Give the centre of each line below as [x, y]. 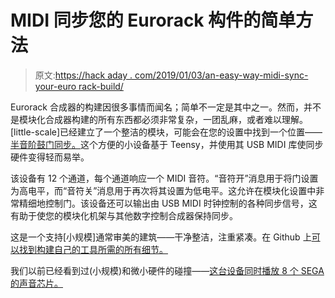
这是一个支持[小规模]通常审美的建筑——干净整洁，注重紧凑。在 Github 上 [161, 237]
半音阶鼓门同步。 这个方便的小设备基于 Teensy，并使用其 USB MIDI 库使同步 [167, 144]
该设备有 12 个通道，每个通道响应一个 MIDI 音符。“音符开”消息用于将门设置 [164, 178]
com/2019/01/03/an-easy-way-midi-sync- [221, 75]
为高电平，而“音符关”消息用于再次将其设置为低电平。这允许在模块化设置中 [163, 190]
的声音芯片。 [36, 283]
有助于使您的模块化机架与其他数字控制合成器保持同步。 [124, 215]
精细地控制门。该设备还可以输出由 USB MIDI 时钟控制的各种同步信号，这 [168, 203]
